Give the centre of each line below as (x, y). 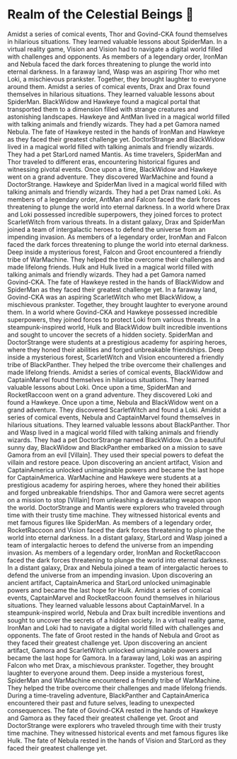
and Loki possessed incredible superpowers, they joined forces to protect (115, 214)
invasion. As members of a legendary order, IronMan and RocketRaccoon (114, 552)
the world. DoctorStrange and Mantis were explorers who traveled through (116, 507)
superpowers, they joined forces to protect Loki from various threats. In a (114, 319)
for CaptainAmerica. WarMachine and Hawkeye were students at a (104, 477)
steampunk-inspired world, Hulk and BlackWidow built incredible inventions (117, 327)
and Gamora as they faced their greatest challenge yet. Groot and (103, 718)
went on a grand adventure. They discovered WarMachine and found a (110, 177)
